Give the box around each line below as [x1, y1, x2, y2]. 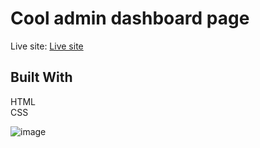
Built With [10, 69, 73, 86]
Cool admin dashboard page [10, 7, 250, 30]
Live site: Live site [10, 40, 84, 52]
